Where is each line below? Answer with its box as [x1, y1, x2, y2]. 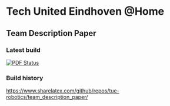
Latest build [6, 46, 41, 54]
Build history [6, 74, 44, 82]
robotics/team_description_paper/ [6, 94, 88, 101]
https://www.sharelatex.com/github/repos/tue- [6, 87, 119, 94]
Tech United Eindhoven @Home [6, 5, 165, 18]
